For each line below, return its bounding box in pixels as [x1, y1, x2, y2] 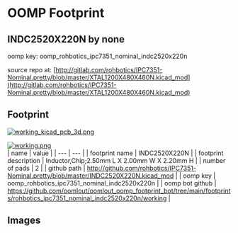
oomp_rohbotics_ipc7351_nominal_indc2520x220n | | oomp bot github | [7, 178, 217, 187]
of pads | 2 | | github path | [7, 164, 86, 172]
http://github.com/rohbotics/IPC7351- [86, 164, 197, 172]
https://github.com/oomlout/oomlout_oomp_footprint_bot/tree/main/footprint [7, 186, 231, 195]
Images [7, 215, 41, 227]
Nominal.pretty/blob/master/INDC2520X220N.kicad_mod [7, 171, 174, 180]
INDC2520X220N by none [7, 33, 125, 45]
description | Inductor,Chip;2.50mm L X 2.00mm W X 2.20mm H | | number [7, 156, 226, 164]
